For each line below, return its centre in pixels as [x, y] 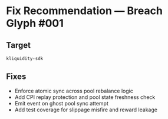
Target [19, 45]
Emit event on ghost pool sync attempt [62, 103]
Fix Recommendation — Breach [85, 11]
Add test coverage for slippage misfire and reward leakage [86, 110]
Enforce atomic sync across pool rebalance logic [74, 91]
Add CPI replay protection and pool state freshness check [85, 97]
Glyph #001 [35, 23]
